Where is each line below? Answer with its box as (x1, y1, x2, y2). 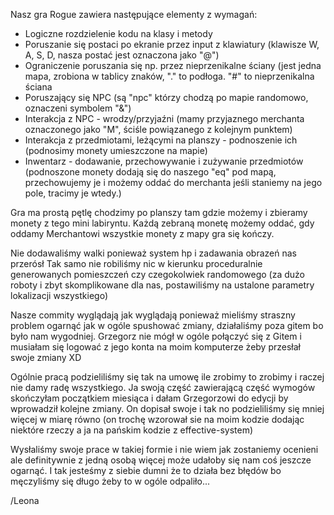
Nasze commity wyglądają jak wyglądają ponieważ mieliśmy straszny (10, 309, 296, 321)
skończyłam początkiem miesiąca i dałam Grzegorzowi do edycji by (10, 392, 289, 404)
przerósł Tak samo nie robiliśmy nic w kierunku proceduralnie (10, 258, 263, 269)
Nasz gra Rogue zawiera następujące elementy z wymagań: (10, 9, 258, 20)
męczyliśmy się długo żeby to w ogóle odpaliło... (10, 475, 210, 487)
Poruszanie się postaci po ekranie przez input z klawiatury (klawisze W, (24, 39, 320, 50)
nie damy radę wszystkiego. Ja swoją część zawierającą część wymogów (10, 382, 316, 393)
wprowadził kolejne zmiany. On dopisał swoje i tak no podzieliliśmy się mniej (10, 403, 325, 414)
